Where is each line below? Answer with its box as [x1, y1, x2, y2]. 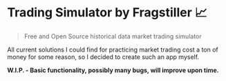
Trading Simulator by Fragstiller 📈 [7, 5, 207, 21]
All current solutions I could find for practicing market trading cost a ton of [7, 45, 219, 54]
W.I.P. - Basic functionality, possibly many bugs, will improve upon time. [7, 66, 219, 74]
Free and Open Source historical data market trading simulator [23, 32, 202, 40]
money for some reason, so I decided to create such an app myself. [7, 52, 199, 61]
